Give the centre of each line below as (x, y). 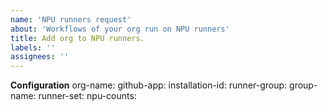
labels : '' (33, 47)
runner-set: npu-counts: (87, 96)
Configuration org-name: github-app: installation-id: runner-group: (149, 85)
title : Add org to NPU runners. (77, 38)
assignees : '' (40, 57)
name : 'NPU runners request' (71, 19)
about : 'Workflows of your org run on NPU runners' (120, 29)
